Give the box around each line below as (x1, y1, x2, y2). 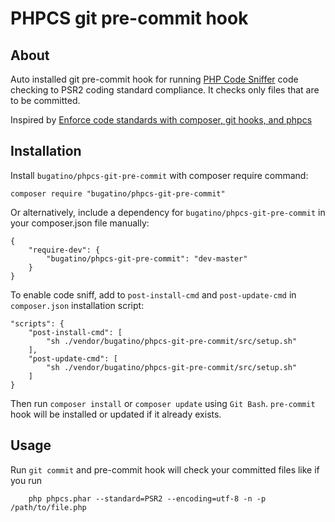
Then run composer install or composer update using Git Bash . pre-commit (10, 397, 316, 409)
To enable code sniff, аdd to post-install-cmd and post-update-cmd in (10, 288, 297, 301)
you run (10, 474, 43, 486)
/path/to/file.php (10, 502, 87, 512)
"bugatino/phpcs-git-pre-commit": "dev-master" (46, 253, 248, 264)
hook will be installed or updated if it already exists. (10, 408, 222, 420)
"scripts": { (10, 318, 65, 329)
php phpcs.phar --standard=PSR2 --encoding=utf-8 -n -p (28, 493, 267, 504)
